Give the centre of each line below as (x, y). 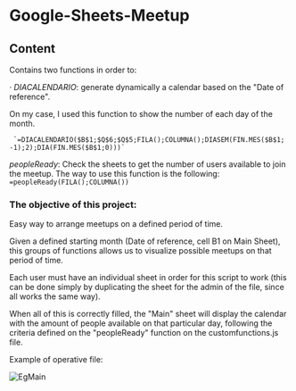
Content (33, 49)
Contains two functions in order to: (73, 70)
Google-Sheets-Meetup (99, 16)
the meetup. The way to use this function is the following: (115, 174)
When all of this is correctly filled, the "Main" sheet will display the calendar (148, 314)
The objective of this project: (73, 204)
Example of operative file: (56, 360)
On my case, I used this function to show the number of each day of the (141, 114)
